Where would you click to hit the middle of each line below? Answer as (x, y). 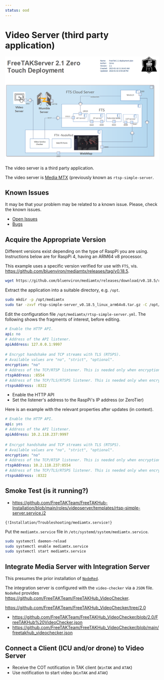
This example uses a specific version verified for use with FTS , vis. (72, 266)
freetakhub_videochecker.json (42, 633)
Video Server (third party (57, 35)
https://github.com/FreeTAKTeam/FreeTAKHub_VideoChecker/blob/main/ (85, 628)
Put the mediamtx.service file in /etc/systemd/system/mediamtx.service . (77, 532)
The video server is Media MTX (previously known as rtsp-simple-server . (80, 177)
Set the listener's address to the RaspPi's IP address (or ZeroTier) (78, 400)
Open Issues (25, 219)
